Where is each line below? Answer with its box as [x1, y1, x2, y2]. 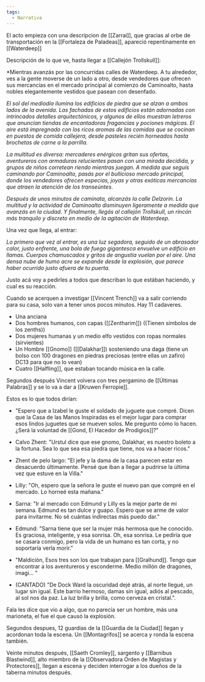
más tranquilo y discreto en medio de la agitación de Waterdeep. [6, 214, 170, 222]
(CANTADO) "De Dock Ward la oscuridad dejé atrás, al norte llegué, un [15, 581, 193, 588]
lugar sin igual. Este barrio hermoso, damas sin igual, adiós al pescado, [15, 587, 194, 594]
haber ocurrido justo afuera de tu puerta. [6, 264, 110, 271]
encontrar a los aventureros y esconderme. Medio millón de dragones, [15, 563, 193, 570]
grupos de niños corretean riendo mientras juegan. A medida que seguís [6, 163, 189, 171]
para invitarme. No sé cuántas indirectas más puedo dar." [15, 512, 160, 520]
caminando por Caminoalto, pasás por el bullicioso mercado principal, [6, 170, 184, 178]
